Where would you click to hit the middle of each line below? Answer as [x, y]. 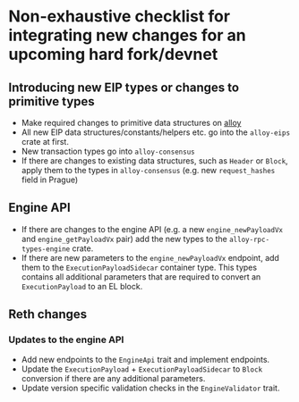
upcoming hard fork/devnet [113, 54]
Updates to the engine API [66, 339]
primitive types [51, 101]
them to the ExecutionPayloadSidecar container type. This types [139, 267]
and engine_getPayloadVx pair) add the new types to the [124, 239]
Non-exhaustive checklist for [119, 17]
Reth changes [48, 314]
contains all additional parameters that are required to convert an [141, 276]
